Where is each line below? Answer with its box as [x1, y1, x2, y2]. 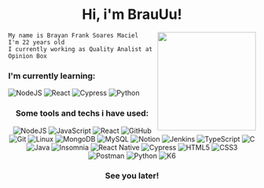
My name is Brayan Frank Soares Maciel [8, 31, 139, 39]
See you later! [104, 171, 159, 182]
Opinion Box [8, 52, 47, 60]
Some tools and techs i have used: [15, 108, 149, 119]
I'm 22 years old [8, 38, 65, 46]
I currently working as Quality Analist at [8, 45, 153, 53]
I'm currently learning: [8, 70, 96, 81]
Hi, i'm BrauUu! [82, 6, 182, 24]
